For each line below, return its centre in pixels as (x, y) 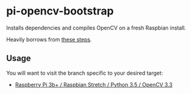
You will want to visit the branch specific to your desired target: (85, 73)
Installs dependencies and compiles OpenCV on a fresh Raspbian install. (96, 28)
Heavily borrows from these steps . (49, 39)
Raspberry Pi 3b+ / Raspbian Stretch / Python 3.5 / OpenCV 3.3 (94, 84)
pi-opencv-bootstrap (60, 11)
